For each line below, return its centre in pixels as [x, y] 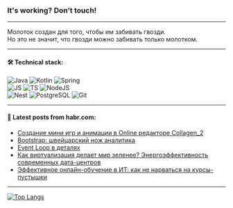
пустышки [32, 177]
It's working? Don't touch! [52, 10]
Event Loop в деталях [49, 147]
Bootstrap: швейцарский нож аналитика [76, 140]
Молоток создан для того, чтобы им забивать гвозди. [87, 32]
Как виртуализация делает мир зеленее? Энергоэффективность [113, 155]
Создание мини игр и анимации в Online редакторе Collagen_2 [110, 132]
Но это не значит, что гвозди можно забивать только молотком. [103, 40]
